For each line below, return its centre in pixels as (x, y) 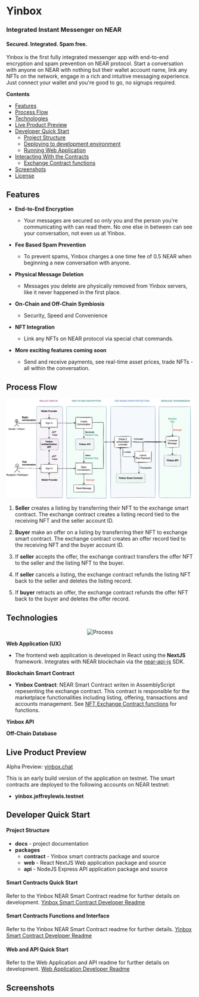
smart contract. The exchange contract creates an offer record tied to (100, 539)
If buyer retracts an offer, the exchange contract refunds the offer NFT (102, 593)
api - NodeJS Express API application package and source (96, 869)
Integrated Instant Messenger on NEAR (64, 30)
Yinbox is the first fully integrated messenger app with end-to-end (87, 57)
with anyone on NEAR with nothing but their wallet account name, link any (97, 70)
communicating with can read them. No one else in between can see (108, 227)
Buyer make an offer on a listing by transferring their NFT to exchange (101, 532)
